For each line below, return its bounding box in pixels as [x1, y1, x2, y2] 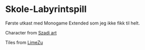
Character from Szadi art [5, 29, 57, 35]
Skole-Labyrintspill [5, 3, 87, 15]
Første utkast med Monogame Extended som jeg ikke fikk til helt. [5, 20, 140, 26]
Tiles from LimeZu [5, 39, 43, 45]
